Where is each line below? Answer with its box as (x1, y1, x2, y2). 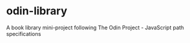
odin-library (6, 4, 67, 18)
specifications (6, 30, 41, 37)
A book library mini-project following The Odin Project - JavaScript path (6, 24, 185, 31)
